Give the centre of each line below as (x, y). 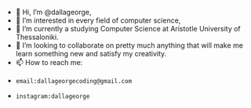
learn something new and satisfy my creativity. (91, 54)
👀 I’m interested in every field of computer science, (98, 20)
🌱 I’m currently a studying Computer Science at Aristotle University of (128, 29)
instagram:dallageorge (53, 96)
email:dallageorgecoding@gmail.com (74, 81)
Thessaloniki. (37, 37)
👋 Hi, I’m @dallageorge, (53, 12)
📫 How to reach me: (49, 62)
